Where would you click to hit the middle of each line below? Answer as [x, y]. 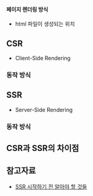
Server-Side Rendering [44, 110]
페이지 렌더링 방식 [27, 9]
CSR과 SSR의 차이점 [43, 148]
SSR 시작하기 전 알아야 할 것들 [51, 186]
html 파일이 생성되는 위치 [45, 24]
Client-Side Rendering [43, 58]
